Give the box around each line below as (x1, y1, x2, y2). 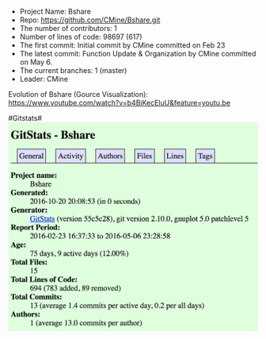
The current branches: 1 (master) (19, 66, 127, 75)
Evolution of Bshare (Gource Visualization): (8, 90, 149, 98)
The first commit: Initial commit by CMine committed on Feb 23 (19, 40, 226, 50)
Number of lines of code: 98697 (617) (19, 32, 142, 41)
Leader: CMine (19, 75, 69, 83)
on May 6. (19, 57, 53, 67)
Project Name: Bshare (19, 7, 91, 16)
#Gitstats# (8, 114, 42, 122)
